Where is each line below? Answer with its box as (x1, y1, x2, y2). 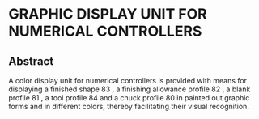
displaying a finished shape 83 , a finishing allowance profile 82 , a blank (8, 84, 251, 94)
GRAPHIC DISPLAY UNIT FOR (8, 5, 208, 23)
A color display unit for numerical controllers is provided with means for (8, 76, 247, 85)
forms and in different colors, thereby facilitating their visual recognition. (8, 102, 249, 111)
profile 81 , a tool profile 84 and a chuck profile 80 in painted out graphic (8, 93, 250, 102)
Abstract (8, 54, 54, 68)
